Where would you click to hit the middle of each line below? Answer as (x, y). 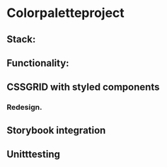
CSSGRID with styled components (83, 87)
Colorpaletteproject (65, 13)
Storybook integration (56, 130)
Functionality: (38, 63)
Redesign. (24, 108)
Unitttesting (34, 155)
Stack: (21, 39)
